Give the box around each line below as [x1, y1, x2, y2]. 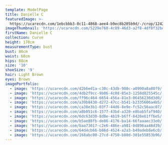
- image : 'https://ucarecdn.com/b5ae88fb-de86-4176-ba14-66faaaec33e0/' [9, 118, 164, 124]
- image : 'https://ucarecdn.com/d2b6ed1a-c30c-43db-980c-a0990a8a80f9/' [9, 86, 164, 91]
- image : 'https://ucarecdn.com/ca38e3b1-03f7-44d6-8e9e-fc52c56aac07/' [9, 105, 164, 110]
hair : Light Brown [5, 72, 43, 77]
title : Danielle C [5, 12, 43, 17]
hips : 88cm [5, 58, 28, 63]
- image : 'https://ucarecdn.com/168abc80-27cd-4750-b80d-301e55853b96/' [9, 133, 164, 138]
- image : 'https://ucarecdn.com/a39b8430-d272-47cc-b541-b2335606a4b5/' [9, 100, 164, 105]
